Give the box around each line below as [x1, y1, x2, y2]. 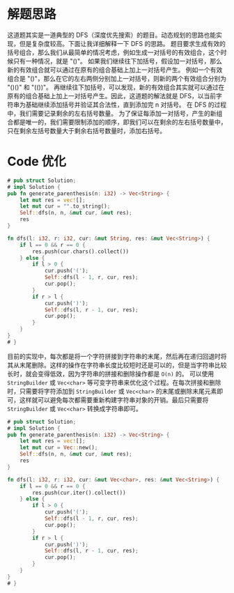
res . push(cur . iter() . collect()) [32, 489, 127, 496]
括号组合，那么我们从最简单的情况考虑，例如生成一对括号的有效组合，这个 [7, 48, 221, 56]
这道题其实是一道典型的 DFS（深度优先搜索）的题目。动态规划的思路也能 [7, 31, 217, 39]
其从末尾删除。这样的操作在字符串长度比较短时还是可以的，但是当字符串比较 [7, 360, 227, 369]
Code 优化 [7, 154, 66, 169]
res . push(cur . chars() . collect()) [32, 248, 130, 255]
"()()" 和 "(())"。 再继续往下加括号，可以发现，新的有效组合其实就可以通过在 [7, 83, 225, 91]
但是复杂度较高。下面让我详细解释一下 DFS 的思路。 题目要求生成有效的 [19, 39, 226, 47]
